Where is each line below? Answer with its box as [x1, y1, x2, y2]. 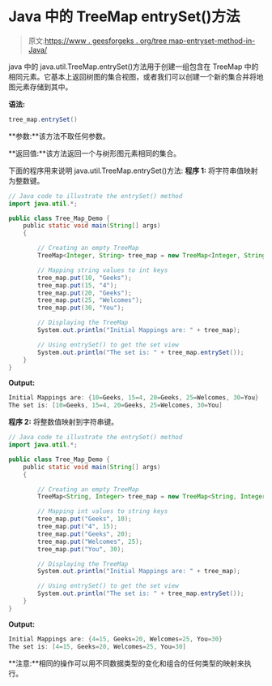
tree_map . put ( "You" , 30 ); [37, 545, 125, 553]
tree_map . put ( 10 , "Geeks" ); [37, 274, 132, 282]
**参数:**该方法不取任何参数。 [8, 131, 111, 140]
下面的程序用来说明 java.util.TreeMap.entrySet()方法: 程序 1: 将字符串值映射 [8, 166, 258, 175]
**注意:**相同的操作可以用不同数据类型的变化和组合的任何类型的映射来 [8, 658, 245, 668]
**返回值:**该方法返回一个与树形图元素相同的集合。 [8, 148, 181, 158]
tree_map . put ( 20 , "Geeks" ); [37, 289, 132, 297]
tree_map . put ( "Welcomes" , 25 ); [37, 537, 143, 546]
